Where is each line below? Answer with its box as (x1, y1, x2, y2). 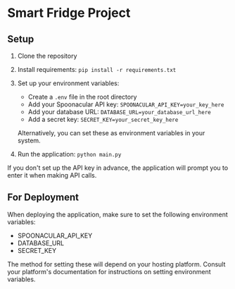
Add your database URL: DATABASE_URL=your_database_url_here (27, 108, 211, 116)
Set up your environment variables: (17, 79, 120, 87)
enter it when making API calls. (7, 171, 97, 179)
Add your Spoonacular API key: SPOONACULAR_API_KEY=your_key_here (27, 100, 224, 109)
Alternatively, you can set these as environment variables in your (17, 129, 205, 137)
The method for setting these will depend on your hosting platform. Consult (7, 259, 226, 269)
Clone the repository (17, 51, 77, 60)
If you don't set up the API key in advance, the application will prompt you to (7, 164, 229, 172)
